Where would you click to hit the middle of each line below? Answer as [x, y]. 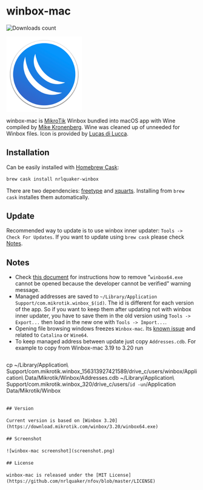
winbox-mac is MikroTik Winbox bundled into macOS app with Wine [91, 121]
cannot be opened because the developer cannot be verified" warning [103, 283]
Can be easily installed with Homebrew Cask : [63, 167]
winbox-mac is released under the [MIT [57, 475]
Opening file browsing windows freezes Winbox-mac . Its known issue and [105, 329]
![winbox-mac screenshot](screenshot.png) [61, 451]
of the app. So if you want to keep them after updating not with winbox [103, 310]
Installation [28, 153]
